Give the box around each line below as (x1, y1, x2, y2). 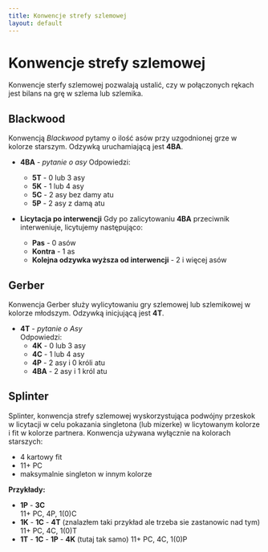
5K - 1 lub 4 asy (31, 181, 84, 191)
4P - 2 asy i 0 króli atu (31, 358, 106, 367)
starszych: (8, 436, 43, 446)
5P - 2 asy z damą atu (31, 198, 106, 209)
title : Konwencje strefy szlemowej (8, 11, 128, 20)
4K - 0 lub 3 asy (31, 341, 87, 351)
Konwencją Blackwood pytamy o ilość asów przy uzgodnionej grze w (8, 133, 238, 143)
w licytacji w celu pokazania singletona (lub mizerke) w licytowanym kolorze (8, 419, 261, 429)
